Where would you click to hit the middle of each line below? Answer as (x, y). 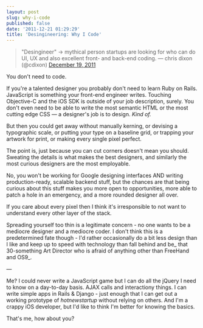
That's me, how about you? (40, 319)
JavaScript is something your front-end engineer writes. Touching (89, 95)
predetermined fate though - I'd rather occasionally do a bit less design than (102, 238)
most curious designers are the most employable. (68, 164)
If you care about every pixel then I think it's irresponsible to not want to (96, 207)
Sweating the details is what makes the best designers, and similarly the (97, 157)
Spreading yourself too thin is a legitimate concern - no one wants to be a (98, 225)
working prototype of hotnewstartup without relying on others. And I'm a (97, 300)
